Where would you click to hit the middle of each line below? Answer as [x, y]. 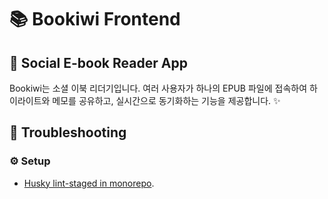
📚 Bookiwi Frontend [95, 19]
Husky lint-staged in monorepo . [89, 183]
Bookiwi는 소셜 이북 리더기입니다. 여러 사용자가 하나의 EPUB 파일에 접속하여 [158, 88]
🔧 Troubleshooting [68, 132]
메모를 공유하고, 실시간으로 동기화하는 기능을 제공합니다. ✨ [166, 100]
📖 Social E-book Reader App [98, 62]
